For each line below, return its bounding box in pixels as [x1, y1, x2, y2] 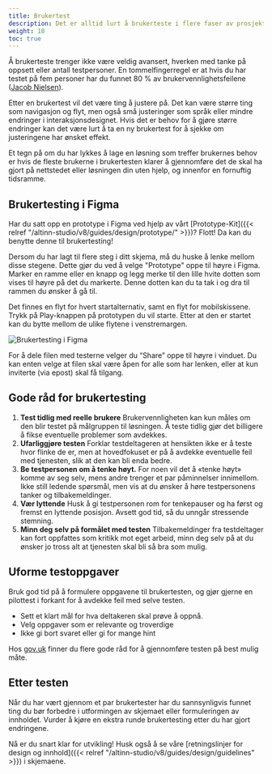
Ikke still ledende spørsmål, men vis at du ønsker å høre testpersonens [19, 481, 256, 491]
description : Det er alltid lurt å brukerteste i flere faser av [8, 19, 233, 28]
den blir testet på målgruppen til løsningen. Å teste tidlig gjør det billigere [19, 421, 263, 431]
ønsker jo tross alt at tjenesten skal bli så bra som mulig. [19, 542, 208, 551]
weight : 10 [8, 27, 45, 35]
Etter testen [8, 676, 69, 690]
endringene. [8, 723, 49, 733]
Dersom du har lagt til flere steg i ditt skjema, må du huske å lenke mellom [8, 252, 255, 262]
